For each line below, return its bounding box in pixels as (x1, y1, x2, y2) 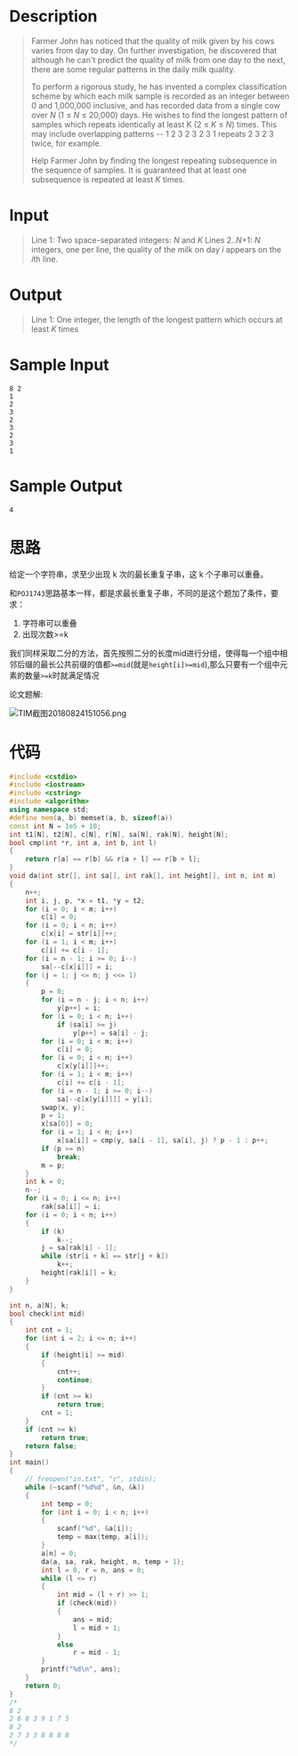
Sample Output (9, 476, 123, 495)
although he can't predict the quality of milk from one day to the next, (30, 54, 286, 65)
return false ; (25, 1441, 77, 1451)
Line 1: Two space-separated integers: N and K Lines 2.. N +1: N (30, 234, 261, 246)
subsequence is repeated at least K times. (30, 173, 185, 184)
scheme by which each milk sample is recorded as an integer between (30, 91, 290, 101)
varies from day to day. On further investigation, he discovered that (30, 44, 278, 55)
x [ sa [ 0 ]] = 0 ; (41, 1119, 93, 1129)
